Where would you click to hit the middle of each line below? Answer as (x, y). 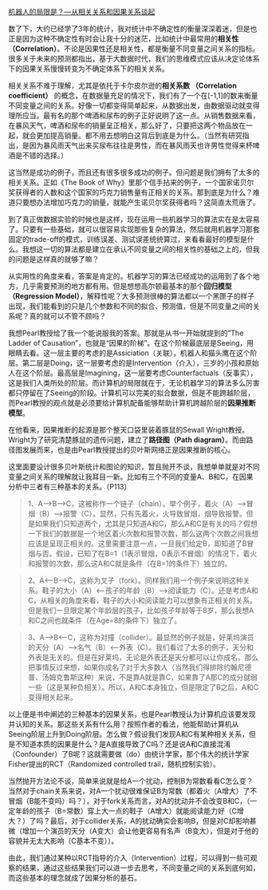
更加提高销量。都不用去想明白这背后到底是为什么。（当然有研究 (139, 135)
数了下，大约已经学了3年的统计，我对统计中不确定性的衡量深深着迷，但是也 (133, 29)
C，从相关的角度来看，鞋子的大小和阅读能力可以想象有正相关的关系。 (142, 600)
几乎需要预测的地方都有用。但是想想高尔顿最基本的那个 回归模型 (127, 286)
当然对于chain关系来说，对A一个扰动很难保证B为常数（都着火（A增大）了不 (133, 791)
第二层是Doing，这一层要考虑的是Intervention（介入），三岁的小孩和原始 (140, 363)
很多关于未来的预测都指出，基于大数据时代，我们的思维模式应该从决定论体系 (134, 59)
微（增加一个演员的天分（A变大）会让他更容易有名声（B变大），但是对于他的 (134, 831)
